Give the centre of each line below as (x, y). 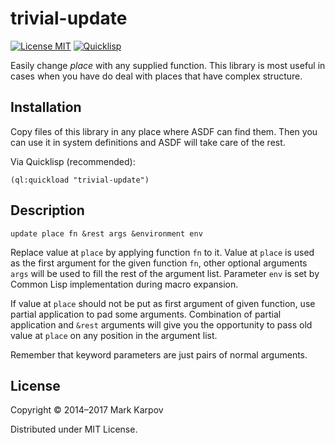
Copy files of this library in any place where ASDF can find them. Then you (164, 131)
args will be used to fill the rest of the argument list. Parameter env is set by (165, 273)
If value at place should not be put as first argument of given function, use (163, 303)
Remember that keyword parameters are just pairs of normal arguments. (159, 354)
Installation (46, 107)
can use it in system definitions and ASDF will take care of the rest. (148, 142)
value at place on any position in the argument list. (114, 335)
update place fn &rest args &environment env (106, 233)
